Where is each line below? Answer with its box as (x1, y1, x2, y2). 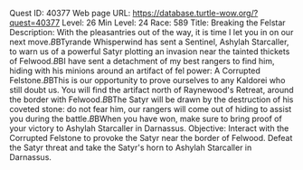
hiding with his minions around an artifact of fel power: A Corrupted (9, 65, 260, 76)
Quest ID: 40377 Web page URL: (9, 8, 131, 18)
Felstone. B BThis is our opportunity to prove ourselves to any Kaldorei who (9, 75, 286, 85)
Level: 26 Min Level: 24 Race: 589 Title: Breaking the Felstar (62, 17, 287, 28)
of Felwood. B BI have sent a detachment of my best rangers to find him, (9, 56, 275, 66)
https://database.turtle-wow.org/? (132, 8, 259, 18)
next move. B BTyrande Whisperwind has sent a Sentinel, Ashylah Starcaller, (9, 36, 289, 47)
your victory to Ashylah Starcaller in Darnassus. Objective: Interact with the (9, 123, 289, 134)
